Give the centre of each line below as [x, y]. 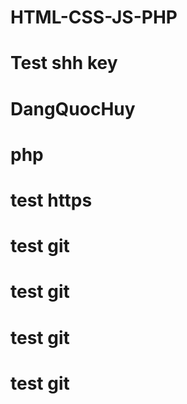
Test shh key [64, 63]
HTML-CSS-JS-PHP [94, 17]
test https [51, 200]
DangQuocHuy [73, 108]
